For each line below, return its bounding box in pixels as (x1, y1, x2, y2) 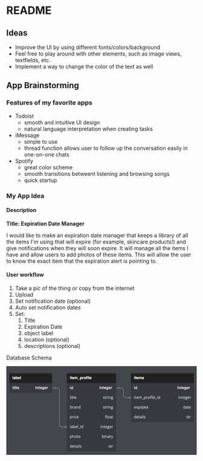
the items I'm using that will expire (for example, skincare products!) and (6, 238, 186, 245)
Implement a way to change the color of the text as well (14, 63, 153, 70)
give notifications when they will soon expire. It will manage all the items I (6, 244, 188, 251)
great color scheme (24, 164, 73, 171)
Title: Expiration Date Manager (6, 220, 85, 227)
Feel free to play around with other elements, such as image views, (14, 50, 182, 57)
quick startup (24, 176, 57, 184)
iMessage (14, 131, 40, 139)
